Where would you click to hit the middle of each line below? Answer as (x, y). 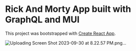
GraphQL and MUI (42, 20)
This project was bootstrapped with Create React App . (61, 33)
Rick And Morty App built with (68, 9)
